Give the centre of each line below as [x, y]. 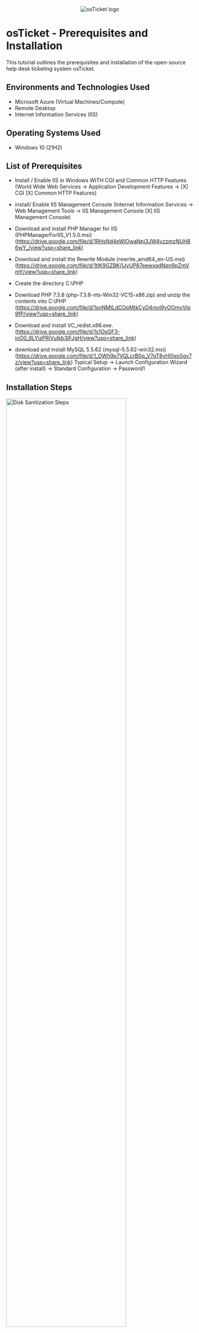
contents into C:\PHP [40, 301]
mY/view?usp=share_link [45, 272]
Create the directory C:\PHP [49, 283]
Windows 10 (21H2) [38, 147]
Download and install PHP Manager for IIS [66, 229]
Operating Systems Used [53, 133]
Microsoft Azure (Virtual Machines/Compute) [70, 102]
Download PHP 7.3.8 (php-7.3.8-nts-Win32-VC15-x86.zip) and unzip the [102, 295]
